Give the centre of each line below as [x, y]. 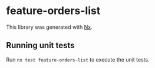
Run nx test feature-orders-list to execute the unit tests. [78, 59]
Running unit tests [40, 45]
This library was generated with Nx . [49, 27]
